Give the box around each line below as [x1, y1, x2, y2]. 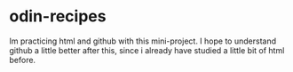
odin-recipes [9, 6, 107, 27]
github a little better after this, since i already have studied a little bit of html [9, 44, 285, 55]
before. [9, 54, 36, 65]
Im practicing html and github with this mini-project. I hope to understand [9, 36, 277, 46]
